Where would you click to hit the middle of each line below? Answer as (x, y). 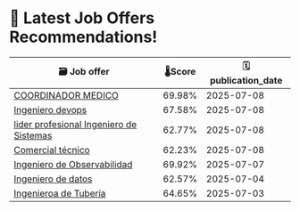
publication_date (246, 80)
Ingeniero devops (50, 110)
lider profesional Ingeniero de (75, 124)
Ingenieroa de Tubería (60, 193)
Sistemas (33, 135)
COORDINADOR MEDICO (66, 95)
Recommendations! (83, 37)
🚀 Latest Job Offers (82, 18)
